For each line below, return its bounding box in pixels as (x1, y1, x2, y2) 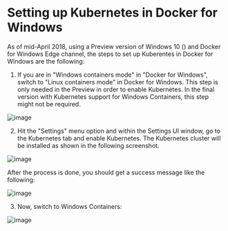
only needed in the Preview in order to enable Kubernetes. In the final (17, 85, 215, 93)
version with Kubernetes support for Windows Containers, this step (17, 92, 209, 101)
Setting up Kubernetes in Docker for (7, 5, 218, 21)
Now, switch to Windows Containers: (17, 202, 122, 210)
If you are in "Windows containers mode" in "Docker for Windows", (17, 71, 209, 79)
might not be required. (17, 100, 81, 108)
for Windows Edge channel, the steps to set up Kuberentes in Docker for (7, 50, 213, 58)
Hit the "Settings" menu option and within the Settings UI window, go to (17, 127, 221, 135)
